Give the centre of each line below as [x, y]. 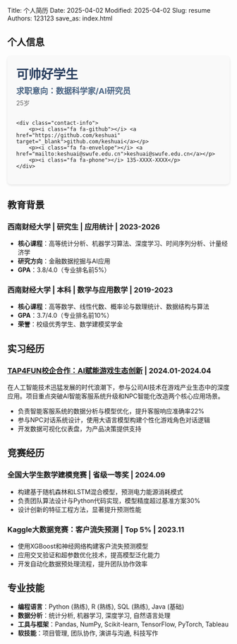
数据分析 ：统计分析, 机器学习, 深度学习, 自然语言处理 [94, 615]
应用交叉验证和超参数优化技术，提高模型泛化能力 [89, 555]
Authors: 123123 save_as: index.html [60, 18]
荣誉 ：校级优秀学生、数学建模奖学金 [70, 324]
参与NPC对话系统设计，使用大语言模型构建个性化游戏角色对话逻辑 [114, 420]
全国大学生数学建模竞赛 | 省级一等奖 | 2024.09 [86, 475]
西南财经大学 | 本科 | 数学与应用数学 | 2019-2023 [90, 290]
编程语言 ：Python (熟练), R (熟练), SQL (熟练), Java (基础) [101, 607]
